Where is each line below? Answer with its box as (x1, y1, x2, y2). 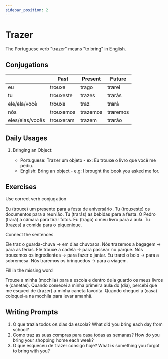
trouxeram (50, 117, 75, 124)
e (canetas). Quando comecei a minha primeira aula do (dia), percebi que (5, 282, 157, 288)
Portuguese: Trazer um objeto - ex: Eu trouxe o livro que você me (20, 157, 156, 163)
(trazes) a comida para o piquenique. (5, 222, 82, 228)
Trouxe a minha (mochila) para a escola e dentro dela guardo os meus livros (5, 277, 163, 283)
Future (110, 75, 127, 82)
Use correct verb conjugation (5, 196, 67, 202)
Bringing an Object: (12, 147, 53, 153)
